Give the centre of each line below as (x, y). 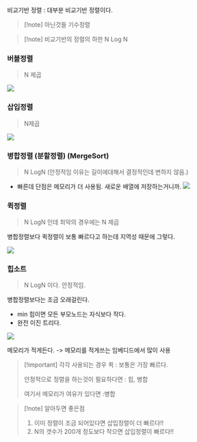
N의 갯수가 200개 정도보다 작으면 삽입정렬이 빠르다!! (104, 432)
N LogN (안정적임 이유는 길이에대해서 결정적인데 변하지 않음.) (106, 172)
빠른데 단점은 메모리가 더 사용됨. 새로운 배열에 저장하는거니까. (99, 186)
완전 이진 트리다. (39, 323)
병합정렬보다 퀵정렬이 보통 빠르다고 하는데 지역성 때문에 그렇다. (91, 237)
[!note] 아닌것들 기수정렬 (57, 25)
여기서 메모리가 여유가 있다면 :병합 (69, 394)
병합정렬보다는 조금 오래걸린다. (49, 299)
